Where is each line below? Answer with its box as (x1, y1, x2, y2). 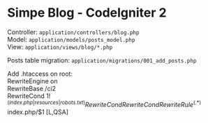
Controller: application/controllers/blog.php (7, 28, 140, 36)
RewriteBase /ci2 (7, 84, 57, 92)
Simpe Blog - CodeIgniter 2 (7, 5, 167, 21)
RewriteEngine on (7, 76, 58, 85)
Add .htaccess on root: (7, 69, 73, 78)
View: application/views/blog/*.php (7, 42, 113, 51)
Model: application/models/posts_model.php (7, 35, 135, 43)
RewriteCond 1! (7, 92, 51, 100)
